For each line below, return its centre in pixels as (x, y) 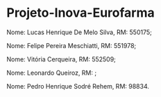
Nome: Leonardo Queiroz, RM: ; (52, 73)
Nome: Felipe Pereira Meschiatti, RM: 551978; (71, 45)
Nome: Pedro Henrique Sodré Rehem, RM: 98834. (78, 86)
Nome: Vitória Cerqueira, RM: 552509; (61, 59)
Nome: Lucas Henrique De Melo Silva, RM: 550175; (79, 32)
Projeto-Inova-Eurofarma (80, 13)
